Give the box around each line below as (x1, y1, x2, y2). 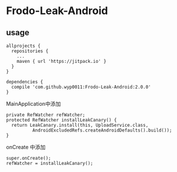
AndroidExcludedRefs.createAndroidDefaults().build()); (32, 127, 172, 133)
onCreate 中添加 (6, 144, 46, 150)
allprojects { (6, 43, 41, 49)
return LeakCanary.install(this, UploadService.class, (11, 122, 149, 128)
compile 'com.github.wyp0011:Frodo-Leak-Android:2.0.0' (11, 84, 151, 90)
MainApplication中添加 (6, 100, 61, 107)
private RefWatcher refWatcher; (6, 112, 85, 118)
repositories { (11, 48, 49, 54)
